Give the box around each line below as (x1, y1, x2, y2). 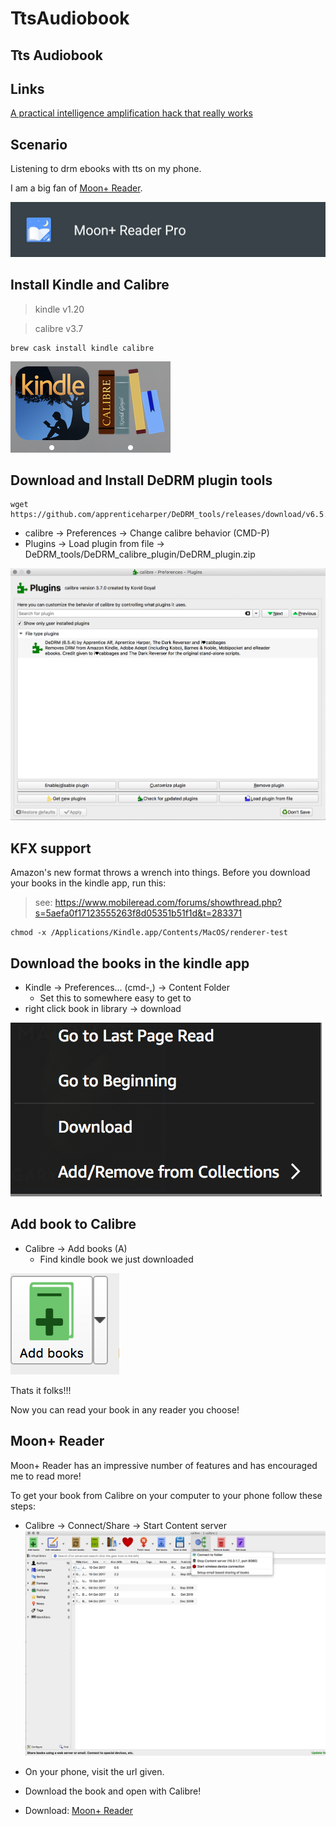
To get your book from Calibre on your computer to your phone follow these (10, 1489, 323, 1501)
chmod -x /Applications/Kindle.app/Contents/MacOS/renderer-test (10, 928, 288, 938)
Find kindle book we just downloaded (39, 1253, 194, 1265)
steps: (10, 1500, 36, 1512)
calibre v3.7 (34, 322, 84, 334)
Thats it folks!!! (10, 1384, 72, 1396)
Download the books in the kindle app (10, 955, 250, 972)
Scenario (10, 136, 68, 153)
